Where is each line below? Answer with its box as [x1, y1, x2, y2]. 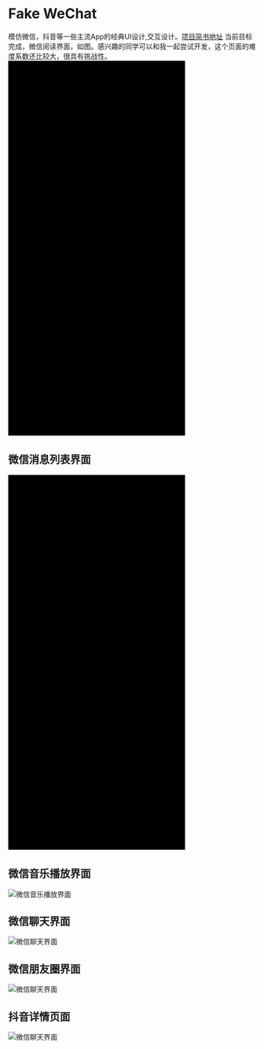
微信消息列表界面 [8, 453, 91, 467]
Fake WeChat [8, 5, 97, 23]
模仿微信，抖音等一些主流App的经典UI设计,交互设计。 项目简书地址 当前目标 [8, 31, 253, 41]
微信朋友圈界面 [8, 962, 81, 976]
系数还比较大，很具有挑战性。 [14, 51, 112, 61]
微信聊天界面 [8, 914, 71, 928]
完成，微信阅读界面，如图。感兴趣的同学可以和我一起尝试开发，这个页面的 [8, 41, 249, 51]
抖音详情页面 [8, 1010, 71, 1023]
